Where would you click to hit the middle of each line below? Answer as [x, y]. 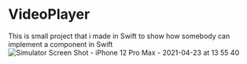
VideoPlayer [49, 14]
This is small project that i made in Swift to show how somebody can [119, 36]
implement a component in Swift [61, 44]
